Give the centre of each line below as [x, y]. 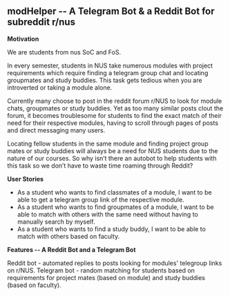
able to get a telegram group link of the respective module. [100, 199]
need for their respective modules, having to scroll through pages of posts [113, 123]
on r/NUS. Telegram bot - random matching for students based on [101, 270]
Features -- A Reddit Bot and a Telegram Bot [71, 249]
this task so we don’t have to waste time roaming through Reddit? [100, 166]
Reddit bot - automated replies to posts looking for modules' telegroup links [115, 263]
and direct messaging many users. [56, 130]
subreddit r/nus [41, 22]
